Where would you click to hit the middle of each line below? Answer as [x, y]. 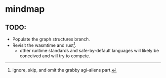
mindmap [25, 9]
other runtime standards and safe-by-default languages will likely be [89, 50]
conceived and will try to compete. [55, 56]
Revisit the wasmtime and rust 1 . [44, 45]
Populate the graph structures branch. [51, 39]
